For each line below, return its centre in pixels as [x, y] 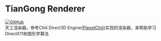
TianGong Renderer [45, 9]
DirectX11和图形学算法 [27, 33]
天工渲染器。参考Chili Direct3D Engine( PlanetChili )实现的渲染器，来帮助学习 [80, 28]
